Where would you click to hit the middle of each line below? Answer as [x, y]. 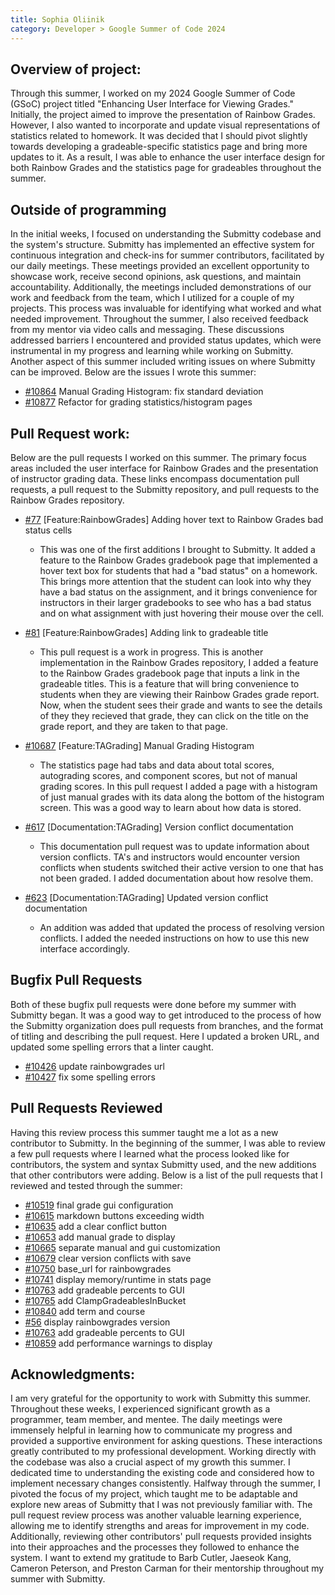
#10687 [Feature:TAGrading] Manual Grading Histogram [139, 745]
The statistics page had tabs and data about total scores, [157, 765]
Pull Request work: [70, 433]
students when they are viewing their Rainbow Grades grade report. [179, 694]
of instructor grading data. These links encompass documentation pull [155, 478]
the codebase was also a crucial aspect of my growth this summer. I [150, 1462]
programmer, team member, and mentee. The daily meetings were [146, 1420]
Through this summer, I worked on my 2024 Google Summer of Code [153, 93]
